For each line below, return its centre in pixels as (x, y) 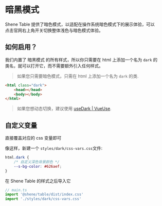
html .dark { (17, 158)
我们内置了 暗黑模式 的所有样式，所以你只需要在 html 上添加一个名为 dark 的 (81, 60)
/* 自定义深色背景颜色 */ (37, 162)
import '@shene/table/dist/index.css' (44, 194)
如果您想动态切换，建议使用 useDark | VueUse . (64, 109)
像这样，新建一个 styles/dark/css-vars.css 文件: (54, 148)
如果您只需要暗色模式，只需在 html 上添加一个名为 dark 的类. (78, 76)
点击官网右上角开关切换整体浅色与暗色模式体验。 (54, 30)
